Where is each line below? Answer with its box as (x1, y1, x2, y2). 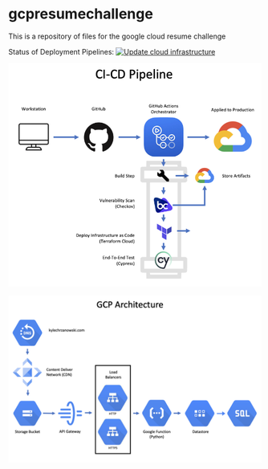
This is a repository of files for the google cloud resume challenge (8, 31, 226, 41)
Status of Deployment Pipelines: (8, 47, 115, 56)
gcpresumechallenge (8, 5, 154, 23)
